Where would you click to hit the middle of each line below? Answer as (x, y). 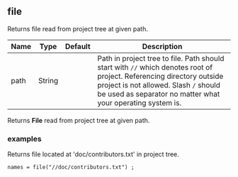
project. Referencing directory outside (160, 76)
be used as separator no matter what (159, 94)
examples (24, 139)
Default (78, 46)
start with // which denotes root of (155, 67)
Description (162, 46)
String (48, 80)
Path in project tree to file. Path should (161, 58)
